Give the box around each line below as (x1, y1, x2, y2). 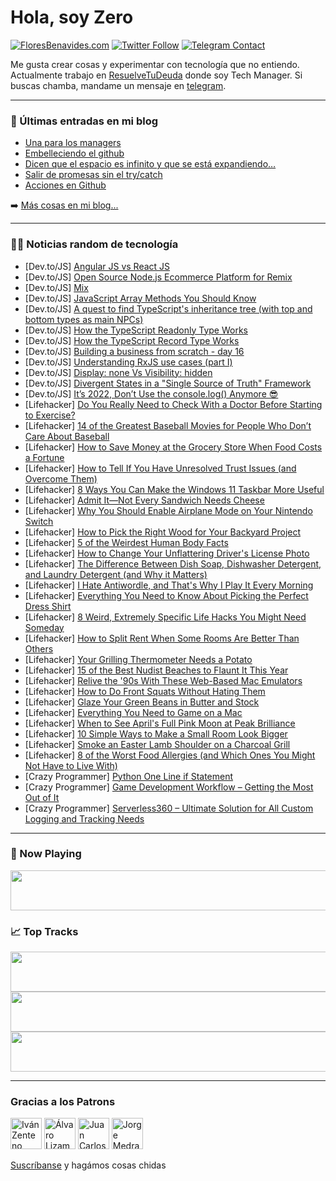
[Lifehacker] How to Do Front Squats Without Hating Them (24, 685, 266, 697)
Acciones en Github (24, 179, 107, 191)
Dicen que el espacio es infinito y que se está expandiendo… (24, 158, 277, 170)
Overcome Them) (24, 472, 98, 485)
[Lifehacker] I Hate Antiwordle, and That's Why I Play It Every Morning (24, 579, 314, 591)
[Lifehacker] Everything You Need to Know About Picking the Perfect (24, 589, 309, 601)
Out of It (24, 791, 60, 803)
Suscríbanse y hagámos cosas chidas (10, 1159, 167, 1171)
